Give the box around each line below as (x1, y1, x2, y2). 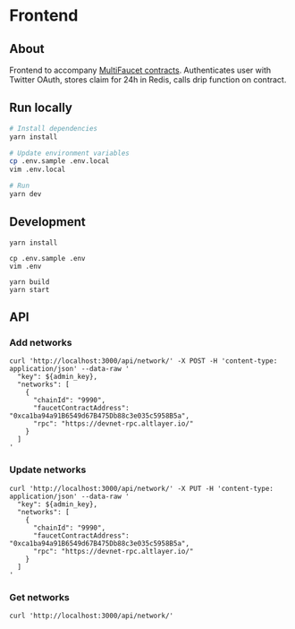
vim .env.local (9, 165, 66, 175)
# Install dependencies (9, 124, 98, 133)
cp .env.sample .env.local (9, 157, 110, 166)
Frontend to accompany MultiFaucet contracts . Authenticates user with (9, 65, 271, 75)
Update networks (9, 463, 87, 476)
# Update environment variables (9, 149, 130, 158)
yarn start (9, 285, 50, 294)
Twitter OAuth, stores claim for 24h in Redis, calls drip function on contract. (9, 74, 287, 85)
